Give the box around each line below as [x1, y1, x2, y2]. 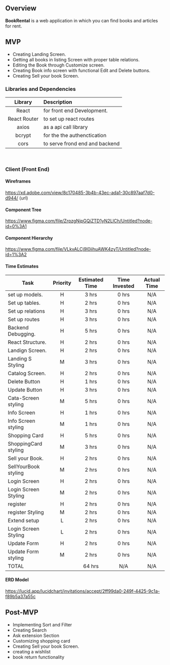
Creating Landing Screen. [12, 51, 66, 57]
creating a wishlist [12, 648, 51, 654]
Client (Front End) [5, 165, 50, 173]
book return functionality [12, 654, 65, 660]
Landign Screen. [8, 347, 47, 354]
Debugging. [8, 330, 36, 337]
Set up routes [8, 316, 40, 323]
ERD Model [5, 577, 29, 583]
